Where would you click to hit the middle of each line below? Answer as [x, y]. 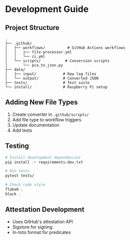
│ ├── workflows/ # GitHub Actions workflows [65, 48]
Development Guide [47, 9]
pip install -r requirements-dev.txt [44, 162]
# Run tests [17, 171]
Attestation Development [45, 210]
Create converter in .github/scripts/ [51, 114]
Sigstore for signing [32, 227]
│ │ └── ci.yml [25, 56]
